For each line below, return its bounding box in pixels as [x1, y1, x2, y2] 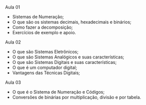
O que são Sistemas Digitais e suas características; [12, 59, 117, 65]
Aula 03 [5, 79, 21, 85]
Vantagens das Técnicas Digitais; [12, 70, 80, 76]
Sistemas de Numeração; [12, 14, 64, 19]
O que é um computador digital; [12, 64, 78, 70]
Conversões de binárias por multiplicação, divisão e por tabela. [12, 94, 142, 100]
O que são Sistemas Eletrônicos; [12, 49, 79, 54]
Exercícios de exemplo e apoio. [12, 30, 76, 35]
